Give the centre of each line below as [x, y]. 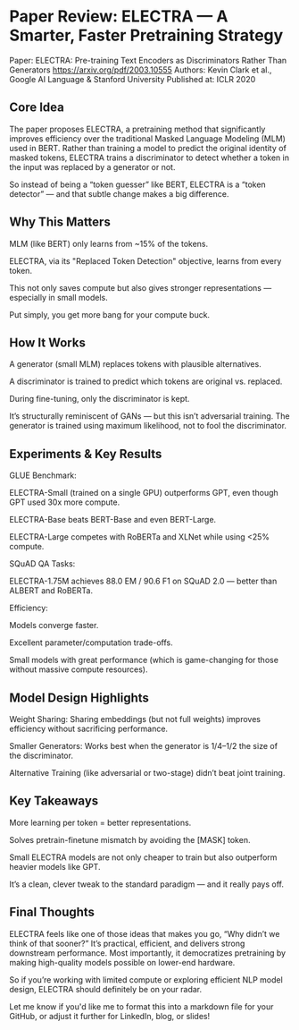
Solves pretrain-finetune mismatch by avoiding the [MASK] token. [130, 839]
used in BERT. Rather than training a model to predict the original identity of [148, 148]
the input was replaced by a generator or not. [92, 166]
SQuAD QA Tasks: [42, 564]
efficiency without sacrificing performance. [88, 728]
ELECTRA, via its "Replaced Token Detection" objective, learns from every [145, 260]
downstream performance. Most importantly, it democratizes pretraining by [148, 953]
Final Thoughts [52, 912]
